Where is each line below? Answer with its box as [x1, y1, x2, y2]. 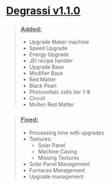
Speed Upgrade [29, 45, 68, 52]
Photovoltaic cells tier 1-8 [29, 88, 91, 95]
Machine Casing [37, 148, 77, 155]
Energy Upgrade [29, 51, 69, 58]
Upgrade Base [29, 64, 64, 71]
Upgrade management [29, 172, 84, 180]
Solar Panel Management [29, 160, 90, 167]
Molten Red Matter [29, 101, 74, 108]
